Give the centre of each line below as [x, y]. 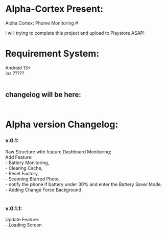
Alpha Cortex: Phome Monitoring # [42, 23]
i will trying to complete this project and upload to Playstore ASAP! [75, 33]
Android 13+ [18, 67]
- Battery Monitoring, [27, 162]
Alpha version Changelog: [62, 124]
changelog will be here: [43, 95]
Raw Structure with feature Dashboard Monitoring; [58, 152]
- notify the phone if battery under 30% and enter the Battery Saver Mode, [84, 184]
